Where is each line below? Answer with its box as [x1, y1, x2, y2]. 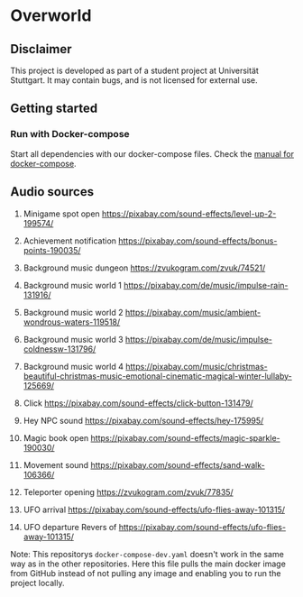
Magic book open [23, 432, 89, 443]
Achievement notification [23, 235, 116, 246]
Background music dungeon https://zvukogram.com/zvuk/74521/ [23, 262, 266, 273]
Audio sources [10, 184, 94, 199]
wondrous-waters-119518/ [23, 317, 121, 327]
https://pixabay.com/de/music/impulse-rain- [124, 280, 289, 290]
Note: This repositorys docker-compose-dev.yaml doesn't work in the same [10, 548, 285, 559]
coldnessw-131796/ [23, 344, 96, 354]
